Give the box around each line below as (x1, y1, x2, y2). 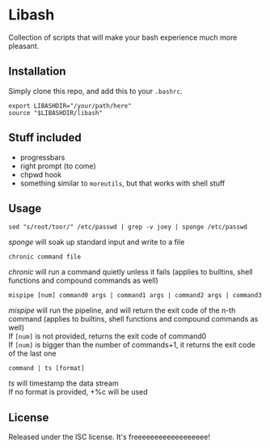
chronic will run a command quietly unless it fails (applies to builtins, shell (8, 267, 253, 277)
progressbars (19, 152, 65, 162)
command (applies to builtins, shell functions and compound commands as (8, 314, 259, 324)
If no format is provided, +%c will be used (8, 387, 148, 397)
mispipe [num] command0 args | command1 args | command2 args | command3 (8, 292, 263, 300)
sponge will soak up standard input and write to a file (8, 237, 185, 247)
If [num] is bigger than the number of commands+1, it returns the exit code (8, 340, 256, 350)
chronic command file (8, 253, 82, 261)
